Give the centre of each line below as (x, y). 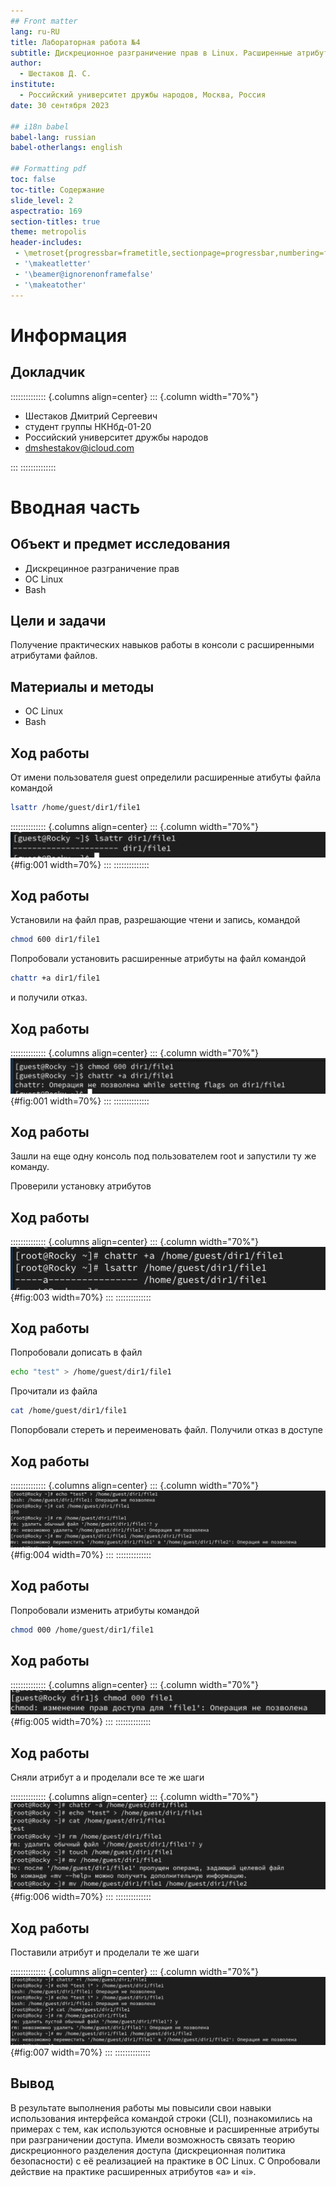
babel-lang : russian (53, 137)
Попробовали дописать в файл (76, 1352)
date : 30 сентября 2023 (60, 105)
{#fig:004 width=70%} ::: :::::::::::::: (81, 1554)
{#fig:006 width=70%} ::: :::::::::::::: (81, 1897)
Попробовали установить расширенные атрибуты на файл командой (158, 959)
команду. (30, 1167)
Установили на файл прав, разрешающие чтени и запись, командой (155, 920)
